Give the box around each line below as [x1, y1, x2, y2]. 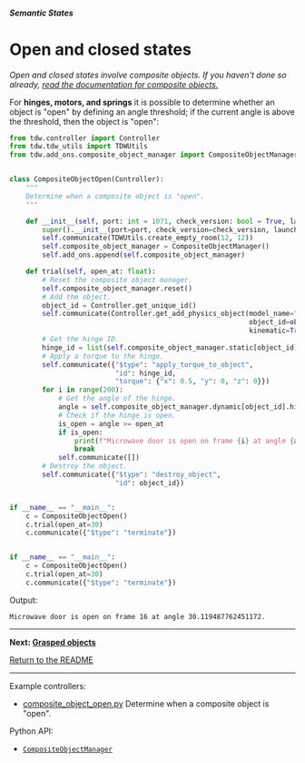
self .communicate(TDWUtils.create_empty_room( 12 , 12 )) [42, 233, 254, 243]
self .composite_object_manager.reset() [42, 283, 193, 293]
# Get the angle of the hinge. [57, 394, 177, 403]
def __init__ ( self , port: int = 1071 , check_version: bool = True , [25, 217, 286, 226]
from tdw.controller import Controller [9, 133, 161, 143]
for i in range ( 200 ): [42, 385, 124, 395]
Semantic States [9, 7, 74, 18]
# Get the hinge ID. [42, 335, 120, 344]
